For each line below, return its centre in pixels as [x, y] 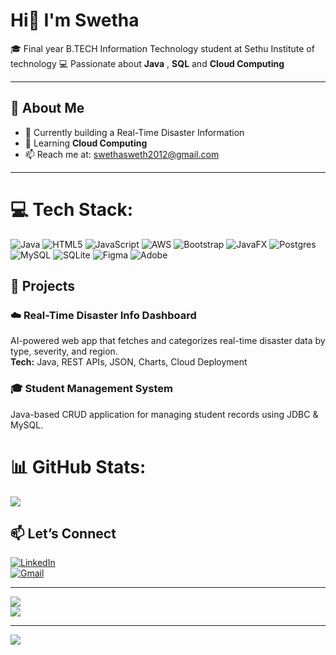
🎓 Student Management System [91, 389]
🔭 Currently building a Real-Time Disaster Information [134, 132]
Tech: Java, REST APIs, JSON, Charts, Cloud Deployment [129, 362]
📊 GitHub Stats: [78, 466]
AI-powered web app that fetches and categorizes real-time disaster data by [168, 341]
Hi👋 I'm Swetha [75, 20]
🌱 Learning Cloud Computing [86, 143]
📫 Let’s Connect [63, 533]
